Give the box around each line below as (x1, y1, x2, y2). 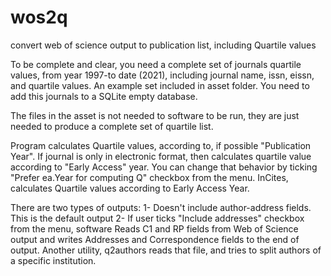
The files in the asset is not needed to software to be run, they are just (10, 109, 300, 121)
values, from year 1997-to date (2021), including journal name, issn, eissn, (10, 69, 315, 81)
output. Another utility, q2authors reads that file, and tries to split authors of (10, 244, 322, 256)
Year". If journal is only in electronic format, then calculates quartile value (10, 150, 312, 162)
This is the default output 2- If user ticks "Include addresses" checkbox (10, 212, 305, 224)
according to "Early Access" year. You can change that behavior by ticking (10, 161, 318, 173)
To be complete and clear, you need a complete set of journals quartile (10, 58, 302, 70)
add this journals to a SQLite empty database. (10, 90, 198, 102)
